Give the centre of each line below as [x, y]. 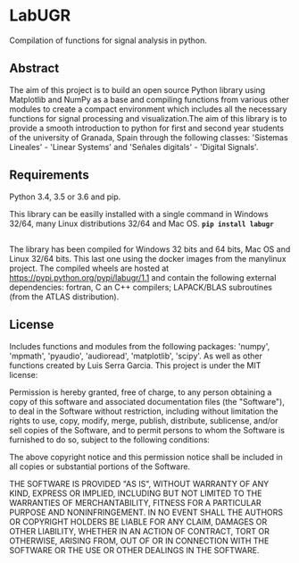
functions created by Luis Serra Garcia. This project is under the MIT [135, 365]
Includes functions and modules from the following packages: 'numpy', [140, 346]
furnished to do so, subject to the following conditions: [109, 440]
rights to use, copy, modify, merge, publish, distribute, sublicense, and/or [144, 420]
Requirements [49, 175]
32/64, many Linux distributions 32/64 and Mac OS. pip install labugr [141, 223]
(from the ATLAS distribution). [64, 297]
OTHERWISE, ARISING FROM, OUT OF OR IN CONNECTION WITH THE [139, 541]
